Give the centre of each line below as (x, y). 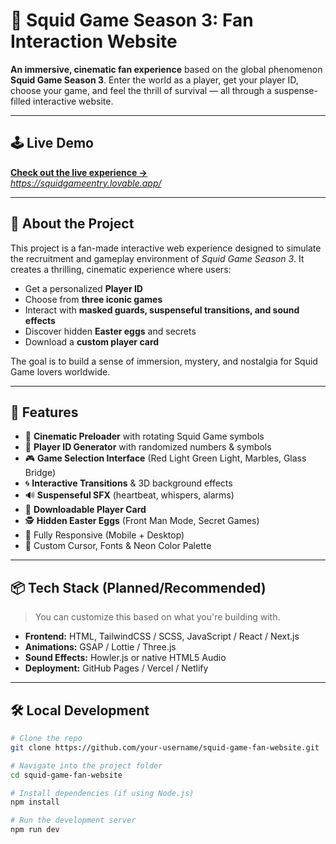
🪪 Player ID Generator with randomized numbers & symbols (148, 447)
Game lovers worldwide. (60, 371)
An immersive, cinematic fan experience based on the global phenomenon (166, 69)
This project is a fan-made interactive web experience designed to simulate (166, 248)
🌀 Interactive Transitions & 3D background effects (128, 483)
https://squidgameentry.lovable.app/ (86, 183)
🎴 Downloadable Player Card (85, 510)
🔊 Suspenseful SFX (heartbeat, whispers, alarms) (129, 495)
